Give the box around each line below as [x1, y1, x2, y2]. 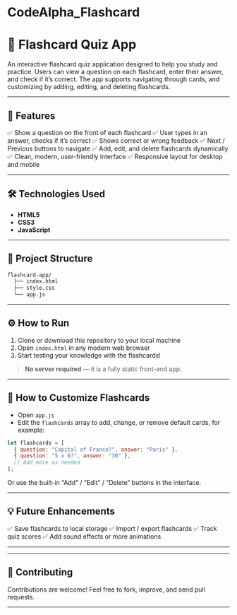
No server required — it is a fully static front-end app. [24, 365, 182, 373]
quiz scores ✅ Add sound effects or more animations [7, 532, 162, 541]
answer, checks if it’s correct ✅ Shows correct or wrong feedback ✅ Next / [7, 136, 226, 145]
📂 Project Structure [7, 252, 93, 265]
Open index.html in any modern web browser [17, 344, 150, 352]
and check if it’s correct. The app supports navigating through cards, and [7, 75, 220, 83]
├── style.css [13, 284, 55, 292]
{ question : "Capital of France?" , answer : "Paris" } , [13, 446, 178, 453]
